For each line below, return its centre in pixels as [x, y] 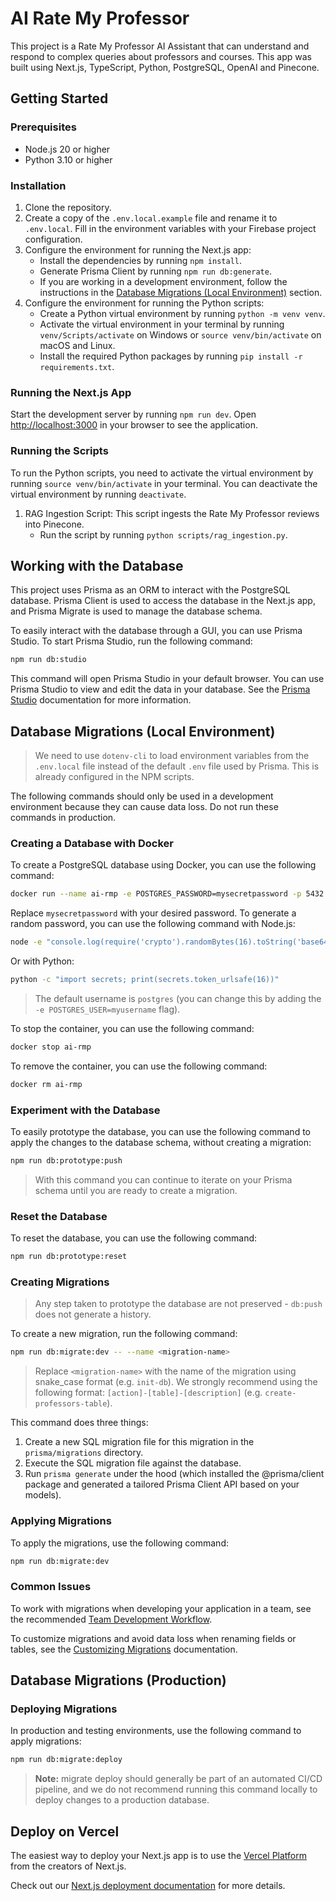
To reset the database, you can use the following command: [134, 1238]
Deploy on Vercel [65, 1831]
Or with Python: [42, 961]
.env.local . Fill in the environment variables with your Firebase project [170, 228]
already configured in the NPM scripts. [114, 777]
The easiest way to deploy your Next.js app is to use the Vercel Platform [159, 1856]
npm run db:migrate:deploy [66, 1760]
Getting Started [59, 98]
